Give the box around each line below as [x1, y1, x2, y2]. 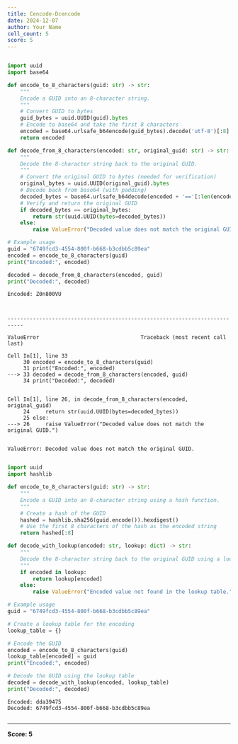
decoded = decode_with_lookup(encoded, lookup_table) [7, 679, 170, 686]
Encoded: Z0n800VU [7, 291, 62, 298]
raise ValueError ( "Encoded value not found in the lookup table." [33, 588, 233, 595]
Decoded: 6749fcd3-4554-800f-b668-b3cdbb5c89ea [7, 704, 151, 711]
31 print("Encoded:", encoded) [23, 365, 115, 372]
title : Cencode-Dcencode [7, 10, 81, 18]
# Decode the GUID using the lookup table [7, 673, 135, 680]
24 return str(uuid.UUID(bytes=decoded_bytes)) [23, 408, 179, 416]
